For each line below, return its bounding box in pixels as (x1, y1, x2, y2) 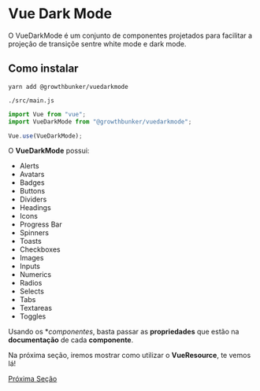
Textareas (19, 304, 53, 313)
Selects (19, 286, 45, 296)
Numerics (19, 270, 52, 279)
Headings (19, 203, 51, 212)
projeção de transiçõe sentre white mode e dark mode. (8, 39, 187, 48)
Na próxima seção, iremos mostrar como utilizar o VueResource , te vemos (8, 351, 251, 360)
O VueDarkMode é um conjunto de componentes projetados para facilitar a (8, 31, 253, 40)
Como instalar (8, 62, 79, 76)
